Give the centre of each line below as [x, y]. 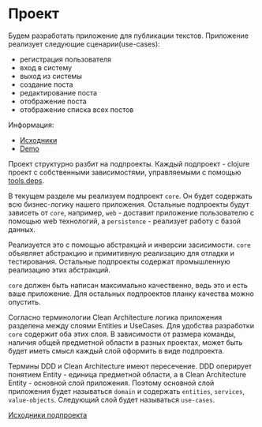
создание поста [46, 84]
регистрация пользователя [65, 59]
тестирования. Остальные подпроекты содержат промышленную [119, 261]
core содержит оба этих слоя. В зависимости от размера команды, [122, 334]
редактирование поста [58, 92]
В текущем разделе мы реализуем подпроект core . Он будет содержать [130, 196]
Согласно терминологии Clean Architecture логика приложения [115, 317]
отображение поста [53, 101]
